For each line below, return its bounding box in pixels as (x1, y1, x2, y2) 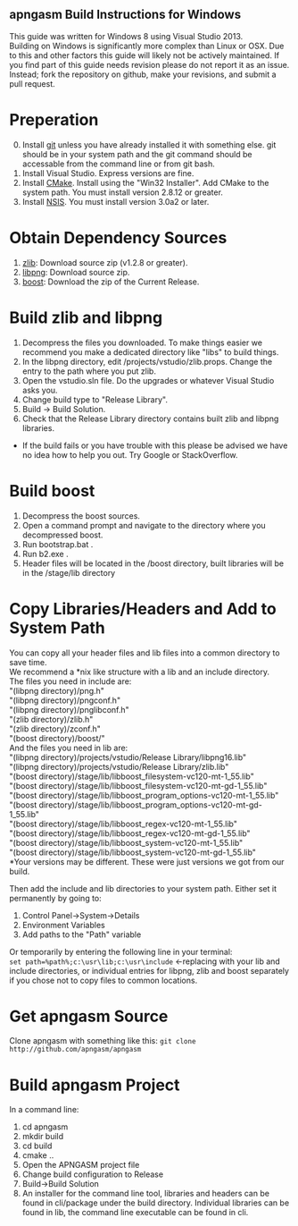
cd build (21, 1140, 53, 1152)
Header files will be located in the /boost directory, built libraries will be (21, 558, 284, 569)
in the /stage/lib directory (21, 567, 116, 578)
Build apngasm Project (9, 1075, 180, 1095)
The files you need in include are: (9, 675, 132, 687)
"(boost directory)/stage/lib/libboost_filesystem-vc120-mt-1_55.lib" (9, 771, 254, 782)
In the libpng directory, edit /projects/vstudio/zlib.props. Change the (21, 356, 273, 367)
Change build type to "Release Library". (21, 393, 168, 405)
